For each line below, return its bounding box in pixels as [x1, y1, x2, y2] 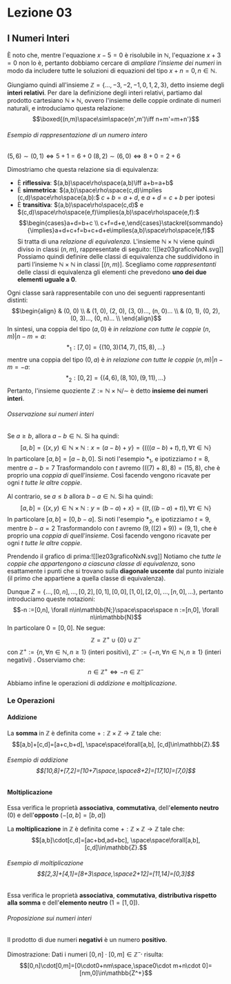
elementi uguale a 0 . [17, 275, 77, 284]
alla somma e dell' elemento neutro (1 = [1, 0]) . [7, 898, 140, 907]
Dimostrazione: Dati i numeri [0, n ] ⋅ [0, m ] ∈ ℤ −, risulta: [7, 949, 164, 958]
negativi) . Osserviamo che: [7, 656, 86, 664]
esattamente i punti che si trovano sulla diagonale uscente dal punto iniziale [7, 567, 224, 575]
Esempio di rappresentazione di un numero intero [7, 130, 148, 139]
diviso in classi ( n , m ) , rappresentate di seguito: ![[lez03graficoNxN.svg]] [17, 245, 224, 253]
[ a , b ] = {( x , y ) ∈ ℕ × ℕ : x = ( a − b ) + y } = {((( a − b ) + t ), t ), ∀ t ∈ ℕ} [20, 444, 212, 451]
